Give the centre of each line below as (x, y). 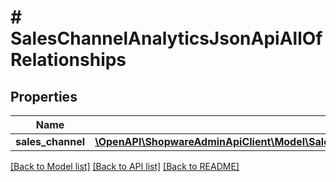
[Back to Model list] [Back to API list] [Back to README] (125, 166)
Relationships (68, 60)
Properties (44, 96)
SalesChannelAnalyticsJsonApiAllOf (166, 38)
